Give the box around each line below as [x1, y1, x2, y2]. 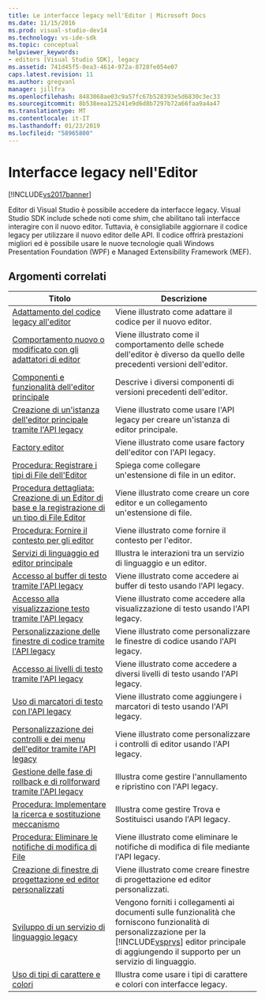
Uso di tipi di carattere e [12, 969, 101, 980]
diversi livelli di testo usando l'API [114, 669, 238, 680]
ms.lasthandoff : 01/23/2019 [8, 122, 101, 130]
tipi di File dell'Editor [12, 470, 88, 481]
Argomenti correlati [8, 270, 106, 283]
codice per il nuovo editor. [114, 316, 212, 328]
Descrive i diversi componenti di [114, 377, 234, 388]
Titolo [48, 294, 71, 305]
